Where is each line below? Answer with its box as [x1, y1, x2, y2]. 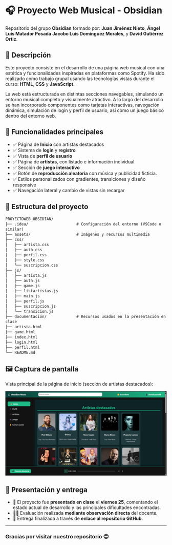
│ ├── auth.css [5, 248, 42, 253]
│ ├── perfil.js [5, 299, 45, 304]
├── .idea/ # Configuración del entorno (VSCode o [5, 222, 161, 227]
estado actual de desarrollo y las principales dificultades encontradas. [12, 504, 161, 511]
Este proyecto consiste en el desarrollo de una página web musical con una [5, 64, 165, 70]
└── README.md [5, 350, 36, 355]
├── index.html [5, 335, 38, 340]
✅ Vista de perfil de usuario [12, 153, 73, 159]
